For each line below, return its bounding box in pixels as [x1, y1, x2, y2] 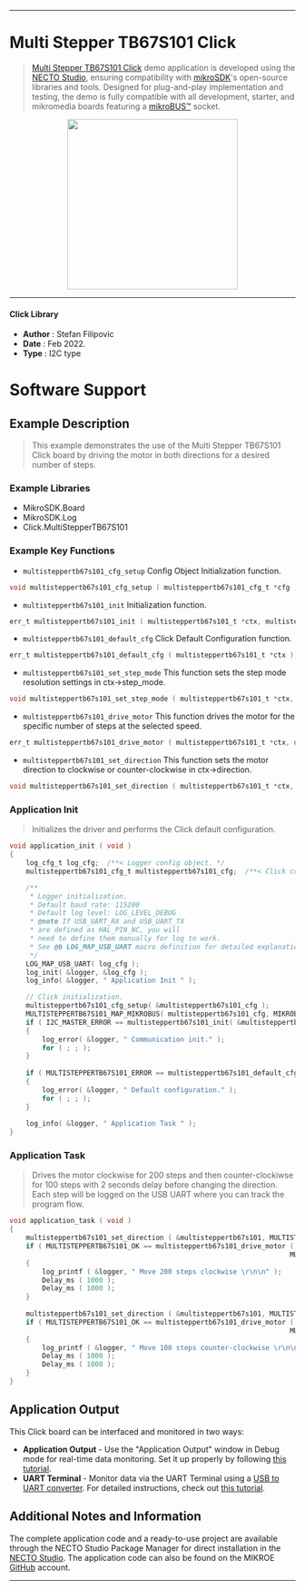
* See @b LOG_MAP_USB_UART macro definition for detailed [29, 942, 254, 951]
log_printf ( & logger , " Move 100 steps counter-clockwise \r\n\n [42, 1343, 299, 1352]
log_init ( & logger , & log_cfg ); [25, 968, 148, 977]
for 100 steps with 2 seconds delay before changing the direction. [31, 1179, 279, 1190]
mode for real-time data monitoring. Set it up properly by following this [22, 1453, 287, 1464]
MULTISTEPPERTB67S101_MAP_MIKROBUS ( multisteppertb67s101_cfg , [25, 1009, 271, 1019]
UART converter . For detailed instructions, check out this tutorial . [22, 1482, 266, 1493]
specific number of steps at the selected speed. [22, 720, 202, 731]
